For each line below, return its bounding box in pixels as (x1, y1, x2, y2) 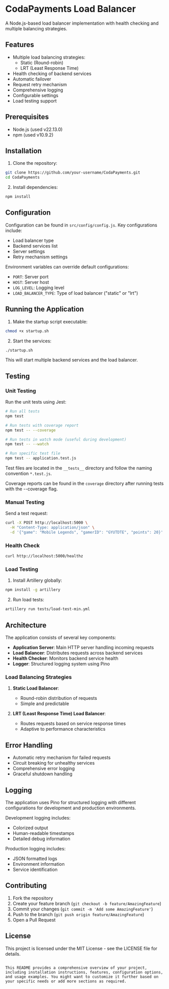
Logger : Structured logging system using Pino (12, 661, 110, 667)
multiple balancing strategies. (5, 25, 67, 31)
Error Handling (5, 740, 53, 750)
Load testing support (12, 98, 57, 104)
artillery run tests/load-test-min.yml (5, 606, 90, 612)
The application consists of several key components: (5, 635, 116, 641)
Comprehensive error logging (12, 766, 75, 772)
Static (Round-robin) (20, 60, 64, 66)
